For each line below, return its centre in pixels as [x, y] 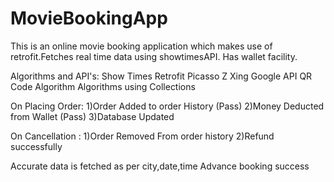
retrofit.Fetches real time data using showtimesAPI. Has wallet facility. [154, 56]
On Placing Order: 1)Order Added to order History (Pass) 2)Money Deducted [167, 106]
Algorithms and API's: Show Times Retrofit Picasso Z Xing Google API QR [161, 76]
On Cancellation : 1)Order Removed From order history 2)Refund [142, 136]
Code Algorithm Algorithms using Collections [103, 86]
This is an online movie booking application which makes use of [141, 46]
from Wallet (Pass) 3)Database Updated [92, 116]
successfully [36, 146]
